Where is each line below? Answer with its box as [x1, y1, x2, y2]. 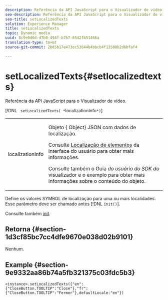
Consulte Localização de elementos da [48, 141, 140, 148]
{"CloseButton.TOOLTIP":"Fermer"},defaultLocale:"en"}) [5, 290, 124, 295]
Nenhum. [5, 246, 24, 252]
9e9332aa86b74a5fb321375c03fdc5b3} [5, 268, 135, 277]
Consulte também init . [5, 210, 51, 216]
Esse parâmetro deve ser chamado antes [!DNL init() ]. [5, 201, 120, 207]
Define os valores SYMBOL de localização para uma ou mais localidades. [5, 195, 156, 201]
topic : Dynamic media [5, 31, 50, 36]
